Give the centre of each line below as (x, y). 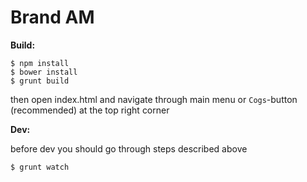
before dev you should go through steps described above (129, 148)
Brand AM (52, 17)
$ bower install (44, 72)
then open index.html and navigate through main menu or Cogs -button (154, 99)
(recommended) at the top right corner (90, 110)
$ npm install (40, 63)
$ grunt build (40, 81)
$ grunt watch (40, 167)
